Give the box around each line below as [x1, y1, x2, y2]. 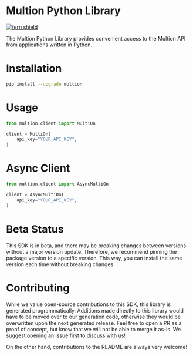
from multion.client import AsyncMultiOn [6, 181, 109, 187]
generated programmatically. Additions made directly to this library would [6, 307, 184, 314]
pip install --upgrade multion [6, 81, 83, 87]
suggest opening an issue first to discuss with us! [6, 332, 126, 339]
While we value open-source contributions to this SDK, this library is [6, 301, 171, 308]
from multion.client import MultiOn [6, 120, 96, 126]
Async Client [6, 162, 70, 175]
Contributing [6, 281, 70, 294]
